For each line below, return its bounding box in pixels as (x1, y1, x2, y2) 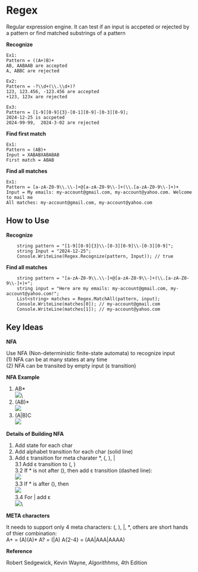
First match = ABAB (6, 157, 55, 163)
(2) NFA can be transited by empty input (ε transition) (6, 362, 136, 369)
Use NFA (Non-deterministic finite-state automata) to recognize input (6, 349, 175, 356)
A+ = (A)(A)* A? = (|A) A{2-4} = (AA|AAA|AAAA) (6, 536, 126, 543)
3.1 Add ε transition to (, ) (14, 460, 76, 468)
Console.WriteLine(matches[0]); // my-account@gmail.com (17, 301, 161, 307)
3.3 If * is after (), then (14, 480, 69, 487)
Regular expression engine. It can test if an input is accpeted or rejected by (6, 23, 190, 30)
